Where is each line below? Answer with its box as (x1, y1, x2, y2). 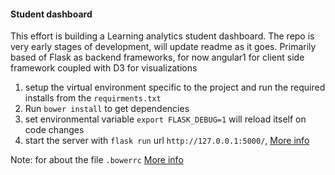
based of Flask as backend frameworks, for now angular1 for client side (10, 51, 305, 64)
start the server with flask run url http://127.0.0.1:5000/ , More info (24, 135, 310, 147)
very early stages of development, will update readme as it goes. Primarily (10, 41, 317, 53)
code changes (24, 124, 85, 136)
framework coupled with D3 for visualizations (10, 62, 198, 74)
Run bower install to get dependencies (24, 103, 190, 115)
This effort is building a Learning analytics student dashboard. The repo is (10, 30, 315, 42)
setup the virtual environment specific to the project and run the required (24, 81, 326, 94)
